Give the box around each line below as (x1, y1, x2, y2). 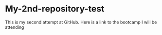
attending (5, 24, 24, 30)
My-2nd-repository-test (5, 3, 105, 14)
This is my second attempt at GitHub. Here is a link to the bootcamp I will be (5, 19, 157, 25)
